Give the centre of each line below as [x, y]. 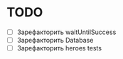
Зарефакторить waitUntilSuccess [66, 32]
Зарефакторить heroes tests [59, 48]
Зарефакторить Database [55, 40]
